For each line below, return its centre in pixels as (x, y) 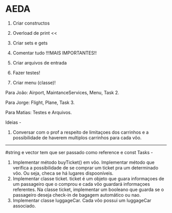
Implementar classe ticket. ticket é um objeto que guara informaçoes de (89, 178)
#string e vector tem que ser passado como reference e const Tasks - (79, 152)
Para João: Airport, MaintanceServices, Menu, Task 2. (62, 92)
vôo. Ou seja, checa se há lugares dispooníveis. (63, 173)
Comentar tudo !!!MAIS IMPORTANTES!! (55, 53)
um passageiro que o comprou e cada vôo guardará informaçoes (81, 184)
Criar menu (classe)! (34, 82)
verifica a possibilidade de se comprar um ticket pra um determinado (85, 167)
